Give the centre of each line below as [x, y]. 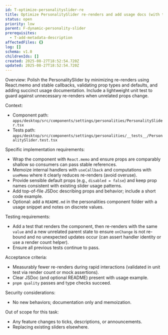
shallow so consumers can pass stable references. [65, 164]
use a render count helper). [40, 242]
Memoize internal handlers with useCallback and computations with [82, 170]
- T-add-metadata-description [41, 38]
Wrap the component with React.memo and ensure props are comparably [86, 159]
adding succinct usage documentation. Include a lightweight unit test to [79, 90]
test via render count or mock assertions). [55, 272]
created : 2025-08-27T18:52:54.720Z [42, 61]
